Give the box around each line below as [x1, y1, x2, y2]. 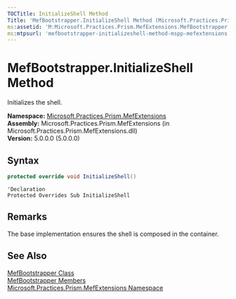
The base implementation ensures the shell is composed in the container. [7, 230, 219, 238]
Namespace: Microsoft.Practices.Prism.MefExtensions [7, 112, 166, 120]
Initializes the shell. [7, 98, 63, 107]
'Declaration [7, 185, 46, 193]
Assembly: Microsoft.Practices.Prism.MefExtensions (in [7, 119, 170, 128]
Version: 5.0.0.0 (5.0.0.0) [7, 134, 80, 142]
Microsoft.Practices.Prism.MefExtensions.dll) [7, 127, 138, 135]
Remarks [7, 211, 48, 223]
